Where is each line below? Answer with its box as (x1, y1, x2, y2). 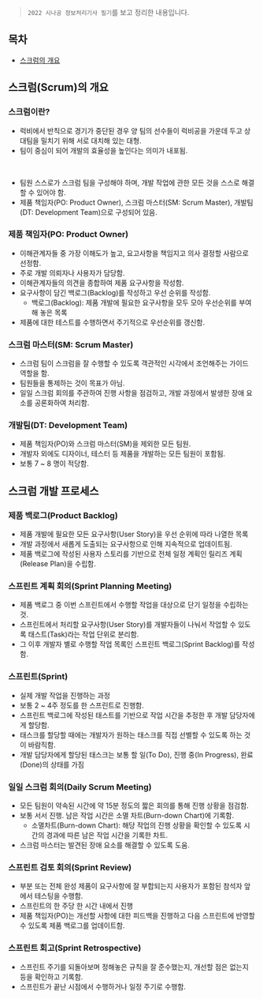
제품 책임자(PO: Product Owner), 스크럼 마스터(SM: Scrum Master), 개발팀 (19, 197, 254, 207)
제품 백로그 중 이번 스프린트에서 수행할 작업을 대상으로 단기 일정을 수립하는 (19, 600, 250, 610)
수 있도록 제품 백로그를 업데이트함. (19, 921, 125, 930)
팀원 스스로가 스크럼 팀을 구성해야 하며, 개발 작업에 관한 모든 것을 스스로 (19, 178, 240, 187)
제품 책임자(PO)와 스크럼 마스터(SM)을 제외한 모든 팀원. (19, 439, 191, 449)
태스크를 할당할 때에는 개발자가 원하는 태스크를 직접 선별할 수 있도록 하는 (19, 730, 243, 739)
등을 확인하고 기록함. (19, 971, 83, 982)
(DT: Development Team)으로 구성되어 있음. (19, 207, 157, 216)
